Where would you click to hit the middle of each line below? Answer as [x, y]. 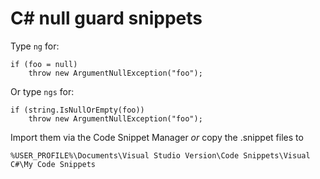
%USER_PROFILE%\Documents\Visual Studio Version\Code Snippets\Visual [160, 155]
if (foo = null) [44, 64]
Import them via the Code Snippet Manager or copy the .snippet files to [157, 137]
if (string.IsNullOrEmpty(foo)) [77, 110]
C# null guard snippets [106, 18]
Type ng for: [35, 46]
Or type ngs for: [42, 91]
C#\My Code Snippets [53, 164]
